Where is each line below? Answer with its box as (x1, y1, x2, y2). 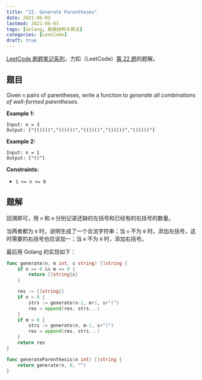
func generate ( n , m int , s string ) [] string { (6, 260, 128, 267)
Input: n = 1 (6, 150, 40, 156)
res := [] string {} (17, 289, 64, 295)
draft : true (6, 37, 37, 44)
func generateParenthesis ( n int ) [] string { (6, 356, 122, 362)
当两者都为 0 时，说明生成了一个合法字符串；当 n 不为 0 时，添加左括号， (6, 227, 191, 235)
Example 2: (6, 137, 36, 145)
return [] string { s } (28, 272, 79, 278)
